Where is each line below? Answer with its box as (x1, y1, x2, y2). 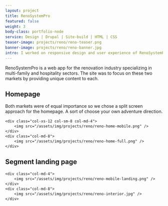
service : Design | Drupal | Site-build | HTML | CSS (5, 35, 117, 40)
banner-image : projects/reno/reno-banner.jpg (5, 45, 101, 50)
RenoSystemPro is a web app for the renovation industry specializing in (5, 65, 152, 71)
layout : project (5, 8, 39, 13)
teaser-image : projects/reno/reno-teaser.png (5, 40, 101, 45)
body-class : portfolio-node (5, 29, 64, 35)
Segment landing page (5, 157, 77, 166)
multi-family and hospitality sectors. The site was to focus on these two (5, 70, 152, 76)
